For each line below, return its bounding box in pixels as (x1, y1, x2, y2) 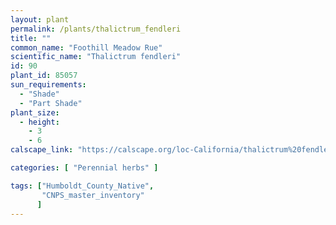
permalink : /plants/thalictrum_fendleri (10, 24, 182, 34)
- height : (19, 117, 60, 127)
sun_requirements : (10, 80, 87, 90)
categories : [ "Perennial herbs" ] (10, 163, 159, 173)
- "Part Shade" (19, 98, 83, 108)
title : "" (10, 33, 52, 43)
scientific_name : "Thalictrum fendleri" (10, 52, 182, 62)
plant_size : (10, 107, 60, 118)
